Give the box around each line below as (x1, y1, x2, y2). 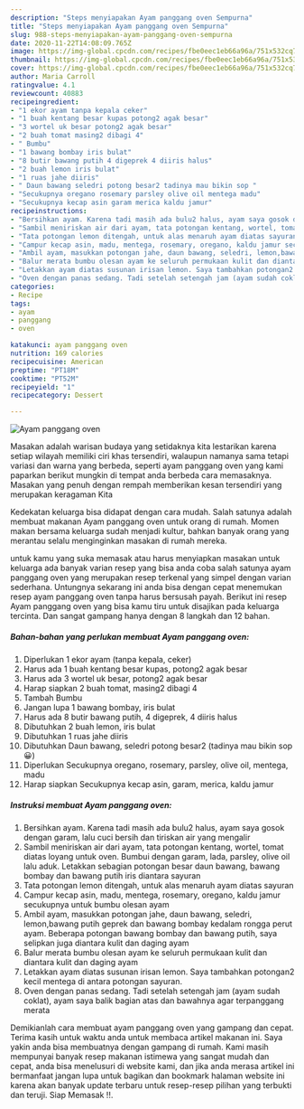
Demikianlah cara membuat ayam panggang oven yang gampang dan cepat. (10, 1022, 294, 1033)
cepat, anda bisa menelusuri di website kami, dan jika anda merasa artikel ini (10, 1061, 295, 1072)
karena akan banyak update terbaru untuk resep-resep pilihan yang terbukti (10, 1080, 292, 1091)
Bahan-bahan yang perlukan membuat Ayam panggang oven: (10, 631, 250, 642)
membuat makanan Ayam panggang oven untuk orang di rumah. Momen (10, 516, 280, 527)
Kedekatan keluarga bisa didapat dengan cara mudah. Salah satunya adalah (10, 507, 292, 518)
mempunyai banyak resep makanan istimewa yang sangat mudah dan (10, 1051, 270, 1062)
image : (10, 47, 35, 56)
